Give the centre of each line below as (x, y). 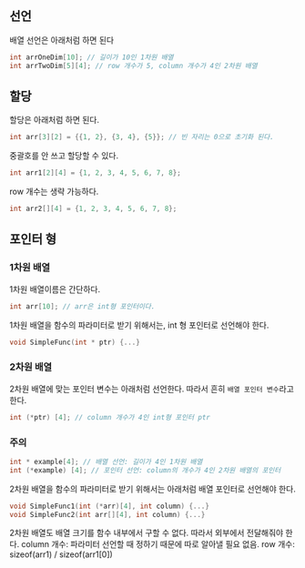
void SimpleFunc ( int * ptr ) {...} (75, 342)
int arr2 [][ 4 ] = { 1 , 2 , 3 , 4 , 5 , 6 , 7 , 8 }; (93, 209)
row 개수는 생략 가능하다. (54, 192)
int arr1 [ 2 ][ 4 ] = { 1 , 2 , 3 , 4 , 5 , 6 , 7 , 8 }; (96, 173)
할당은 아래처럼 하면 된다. (55, 120)
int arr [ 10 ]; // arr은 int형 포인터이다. (82, 306)
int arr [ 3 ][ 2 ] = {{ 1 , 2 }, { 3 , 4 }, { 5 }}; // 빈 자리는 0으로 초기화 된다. (142, 137)
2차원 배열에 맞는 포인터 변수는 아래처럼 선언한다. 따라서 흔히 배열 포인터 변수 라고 (152, 389)
